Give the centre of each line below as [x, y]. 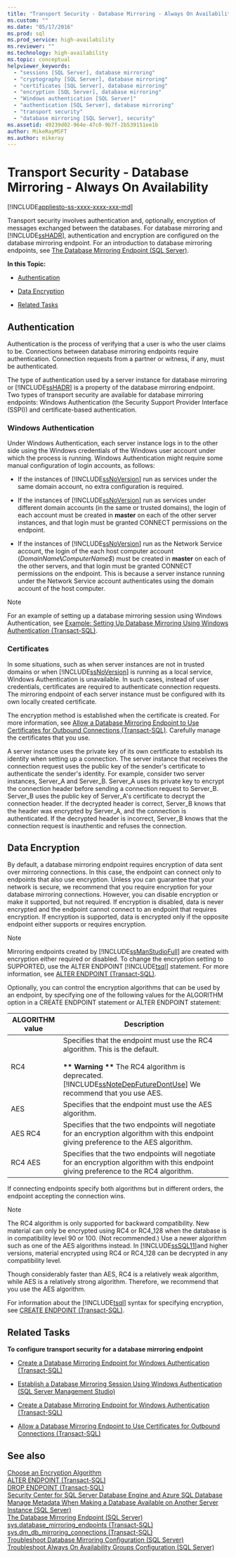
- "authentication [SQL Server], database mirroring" [94, 105]
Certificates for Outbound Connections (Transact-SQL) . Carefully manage [114, 730]
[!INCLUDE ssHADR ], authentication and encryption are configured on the [113, 235]
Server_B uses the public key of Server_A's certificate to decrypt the [106, 796]
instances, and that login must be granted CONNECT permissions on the [122, 523]
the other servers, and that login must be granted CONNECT [105, 566]
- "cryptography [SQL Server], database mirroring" [91, 79]
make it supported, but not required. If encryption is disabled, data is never [116, 902]
